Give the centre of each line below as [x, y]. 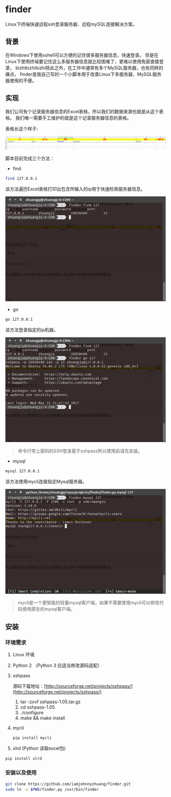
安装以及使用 [21, 773]
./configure [32, 713]
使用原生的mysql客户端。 [49, 609]
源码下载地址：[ [29, 686]
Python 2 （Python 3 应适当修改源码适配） [57, 665]
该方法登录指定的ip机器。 [32, 330]
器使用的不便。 [21, 81]
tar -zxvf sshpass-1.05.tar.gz [50, 702]
